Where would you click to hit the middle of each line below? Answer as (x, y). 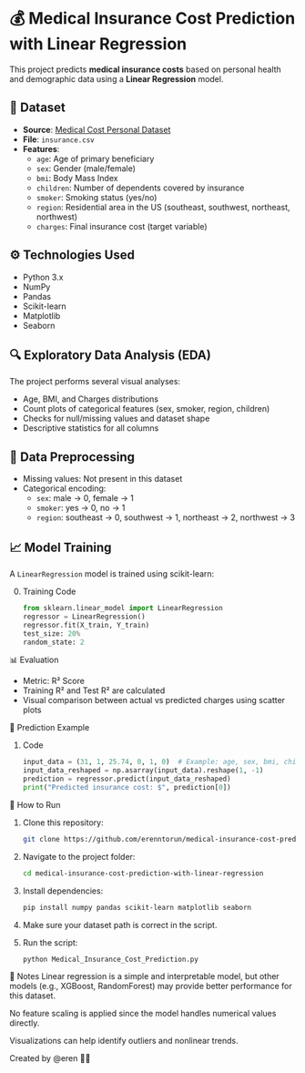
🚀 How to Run (35, 804)
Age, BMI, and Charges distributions (91, 399)
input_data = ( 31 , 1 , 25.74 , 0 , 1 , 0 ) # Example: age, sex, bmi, (151, 762)
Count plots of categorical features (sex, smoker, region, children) (146, 409)
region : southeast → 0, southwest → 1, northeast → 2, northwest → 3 (166, 517)
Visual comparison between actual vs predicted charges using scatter (153, 700)
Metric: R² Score (53, 681)
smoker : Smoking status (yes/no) (97, 197)
